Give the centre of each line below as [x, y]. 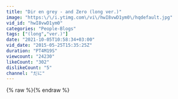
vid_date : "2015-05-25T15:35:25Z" [49, 46]
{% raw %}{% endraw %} [38, 90]
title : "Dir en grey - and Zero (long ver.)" [64, 12]
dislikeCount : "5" [29, 67]
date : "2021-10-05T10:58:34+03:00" [51, 40]
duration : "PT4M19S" [32, 51]
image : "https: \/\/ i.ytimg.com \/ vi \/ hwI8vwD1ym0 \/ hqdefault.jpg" [89, 17]
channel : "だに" [25, 73]
